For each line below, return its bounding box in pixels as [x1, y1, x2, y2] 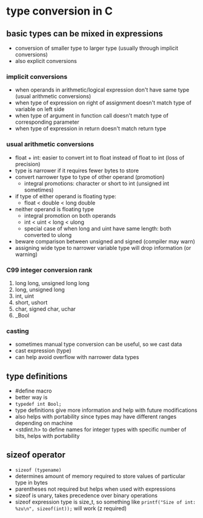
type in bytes [15, 479, 48, 486]
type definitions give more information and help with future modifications [15, 406, 198, 414]
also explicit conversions [15, 58, 77, 64]
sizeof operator [6, 450, 65, 460]
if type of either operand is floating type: [15, 192, 116, 200]
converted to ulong [24, 231, 72, 238]
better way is [15, 394, 48, 401]
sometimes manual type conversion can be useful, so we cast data [15, 341, 182, 348]
